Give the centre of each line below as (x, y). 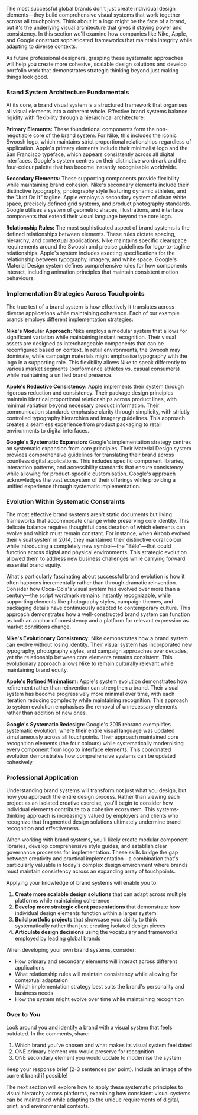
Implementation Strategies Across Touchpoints (75, 294)
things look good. (27, 77)
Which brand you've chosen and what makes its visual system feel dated (103, 1045)
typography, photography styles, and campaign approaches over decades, (97, 651)
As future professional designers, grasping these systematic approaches (95, 58)
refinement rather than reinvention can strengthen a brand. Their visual (92, 687)
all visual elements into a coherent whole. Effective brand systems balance (97, 112)
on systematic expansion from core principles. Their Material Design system (99, 448)
